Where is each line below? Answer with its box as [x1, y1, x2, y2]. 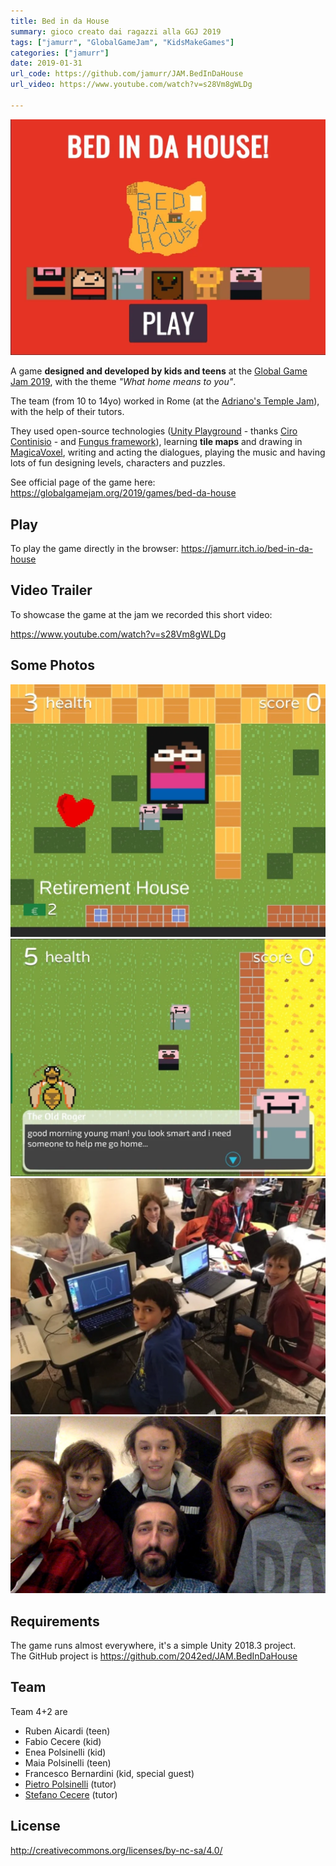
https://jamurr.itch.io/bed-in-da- [181, 543, 313, 555]
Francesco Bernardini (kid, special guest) [24, 1767, 195, 1779]
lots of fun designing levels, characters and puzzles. [10, 457, 226, 469]
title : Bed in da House [10, 16, 110, 26]
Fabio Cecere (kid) [24, 1735, 102, 1747]
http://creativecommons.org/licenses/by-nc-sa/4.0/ [10, 1844, 223, 1856]
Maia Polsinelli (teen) [24, 1756, 112, 1769]
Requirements [10, 1613, 100, 1630]
